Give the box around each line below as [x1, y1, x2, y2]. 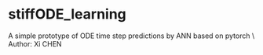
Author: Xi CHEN [8, 39, 62, 48]
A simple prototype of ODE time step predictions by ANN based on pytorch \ [8, 31, 255, 40]
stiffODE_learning [8, 5, 127, 23]
